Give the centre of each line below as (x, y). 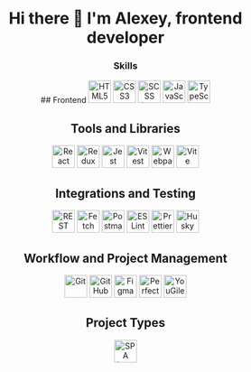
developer (125, 37)
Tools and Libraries (125, 129)
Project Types (125, 323)
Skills (125, 66)
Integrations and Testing (125, 193)
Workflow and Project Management (125, 258)
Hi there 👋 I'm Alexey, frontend (125, 19)
